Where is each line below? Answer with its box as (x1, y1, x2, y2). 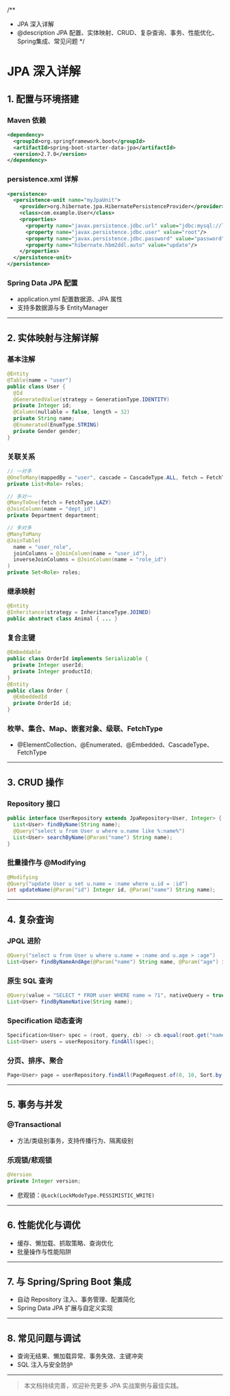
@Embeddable (7, 649, 41, 656)
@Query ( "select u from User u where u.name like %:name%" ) (13, 827, 186, 835)
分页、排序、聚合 (7, 1056, 64, 1065)
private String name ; (13, 415, 75, 422)
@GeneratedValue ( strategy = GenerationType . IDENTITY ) (13, 396, 170, 403)
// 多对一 (7, 493, 32, 500)
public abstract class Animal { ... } (7, 616, 118, 623)
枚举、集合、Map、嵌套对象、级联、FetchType (7, 723, 163, 733)
